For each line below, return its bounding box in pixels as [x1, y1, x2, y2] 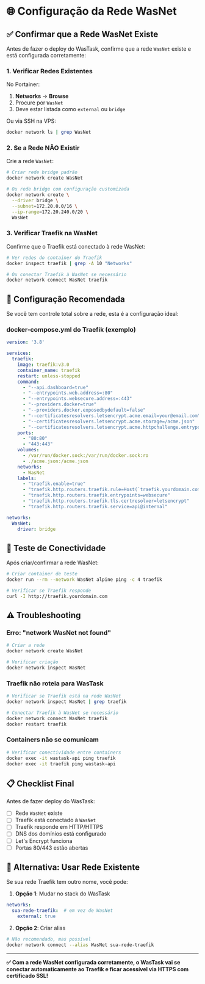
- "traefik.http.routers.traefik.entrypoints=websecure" [22, 492, 171, 498]
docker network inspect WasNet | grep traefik [6, 699, 127, 705]
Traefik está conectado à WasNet [15, 817, 96, 824]
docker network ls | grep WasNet [6, 129, 92, 136]
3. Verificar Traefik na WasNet [6, 229, 98, 238]
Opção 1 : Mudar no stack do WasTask [15, 890, 110, 897]
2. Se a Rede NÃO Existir [6, 144, 80, 152]
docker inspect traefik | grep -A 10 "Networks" [6, 260, 132, 266]
